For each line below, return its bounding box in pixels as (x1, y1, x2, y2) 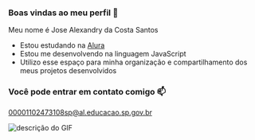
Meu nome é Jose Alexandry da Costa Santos (8, 25, 159, 35)
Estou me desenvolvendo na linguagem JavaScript (19, 49, 186, 59)
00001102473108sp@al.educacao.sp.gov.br (8, 107, 153, 117)
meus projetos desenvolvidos (19, 66, 117, 76)
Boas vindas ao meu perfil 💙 (8, 7, 119, 18)
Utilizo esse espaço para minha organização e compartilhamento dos (19, 57, 248, 67)
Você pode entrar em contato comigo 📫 (8, 87, 166, 98)
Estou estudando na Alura (19, 41, 105, 50)
